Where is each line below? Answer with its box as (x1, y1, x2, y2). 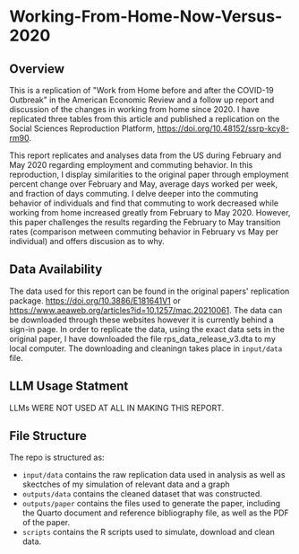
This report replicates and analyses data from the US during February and (9, 150, 282, 161)
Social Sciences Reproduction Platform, (9, 123, 156, 134)
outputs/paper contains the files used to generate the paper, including (21, 498, 281, 509)
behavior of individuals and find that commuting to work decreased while (9, 198, 279, 208)
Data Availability (9, 262, 103, 277)
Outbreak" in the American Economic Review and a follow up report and (9, 94, 275, 105)
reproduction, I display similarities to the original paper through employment (9, 169, 289, 180)
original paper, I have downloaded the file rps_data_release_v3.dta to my (9, 333, 276, 344)
